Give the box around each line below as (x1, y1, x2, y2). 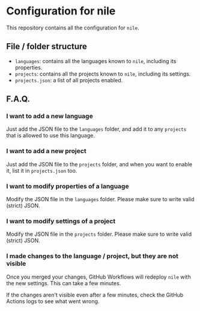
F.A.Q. (6, 94, 30, 104)
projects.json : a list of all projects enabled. (14, 76, 123, 83)
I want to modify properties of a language (6, 182, 129, 190)
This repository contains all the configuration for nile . (6, 24, 139, 31)
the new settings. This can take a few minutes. (6, 279, 121, 286)
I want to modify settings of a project (6, 217, 116, 225)
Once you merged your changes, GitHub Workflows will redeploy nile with (6, 273, 191, 280)
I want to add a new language (6, 112, 93, 121)
